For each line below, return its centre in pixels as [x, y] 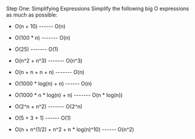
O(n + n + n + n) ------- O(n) [49, 72]
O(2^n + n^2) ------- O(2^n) [48, 106]
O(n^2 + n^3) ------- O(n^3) [48, 61]
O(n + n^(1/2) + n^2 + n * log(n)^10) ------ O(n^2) [74, 129]
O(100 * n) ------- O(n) [43, 38]
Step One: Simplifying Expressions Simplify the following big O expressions [97, 9]
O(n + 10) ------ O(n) [40, 26]
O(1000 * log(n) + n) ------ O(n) [53, 83]
